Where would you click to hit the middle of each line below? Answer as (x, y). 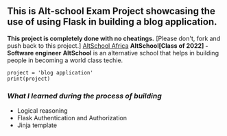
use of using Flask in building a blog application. (112, 22)
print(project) (29, 79)
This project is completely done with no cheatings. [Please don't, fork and (114, 38)
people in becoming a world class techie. (65, 60)
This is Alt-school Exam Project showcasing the (111, 11)
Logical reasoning (42, 111)
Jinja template (37, 125)
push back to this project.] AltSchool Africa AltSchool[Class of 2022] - (108, 45)
